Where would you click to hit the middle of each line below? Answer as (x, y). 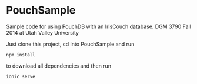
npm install (21, 55)
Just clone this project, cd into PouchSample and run (70, 44)
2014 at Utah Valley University (43, 32)
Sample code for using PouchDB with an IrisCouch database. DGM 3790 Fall (98, 26)
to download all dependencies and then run (59, 66)
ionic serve (21, 76)
